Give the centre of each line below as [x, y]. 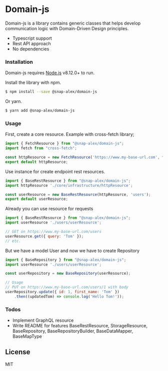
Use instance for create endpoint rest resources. [55, 171]
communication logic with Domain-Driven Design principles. [67, 28]
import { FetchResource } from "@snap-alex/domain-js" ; [64, 144]
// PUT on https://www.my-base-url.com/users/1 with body [67, 287]
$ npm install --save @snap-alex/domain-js [51, 92]
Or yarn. [14, 101]
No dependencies [31, 49]
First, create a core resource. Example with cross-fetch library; [70, 135]
